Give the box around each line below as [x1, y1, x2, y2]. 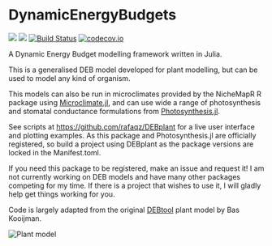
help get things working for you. [8, 189, 115, 199]
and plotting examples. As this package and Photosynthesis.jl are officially [8, 130, 257, 140]
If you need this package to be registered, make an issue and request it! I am [8, 163, 265, 173]
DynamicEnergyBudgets [8, 6, 177, 24]
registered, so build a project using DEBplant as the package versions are [8, 139, 254, 149]
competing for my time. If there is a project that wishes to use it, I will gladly [8, 180, 261, 190]
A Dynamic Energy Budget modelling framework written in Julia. [8, 49, 222, 58]
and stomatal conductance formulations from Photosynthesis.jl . [8, 106, 221, 116]
